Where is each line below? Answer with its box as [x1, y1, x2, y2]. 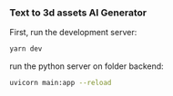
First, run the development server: [9, 27, 137, 38]
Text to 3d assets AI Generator [9, 6, 148, 19]
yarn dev [9, 44, 43, 53]
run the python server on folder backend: [9, 61, 164, 72]
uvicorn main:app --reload [9, 79, 112, 88]
